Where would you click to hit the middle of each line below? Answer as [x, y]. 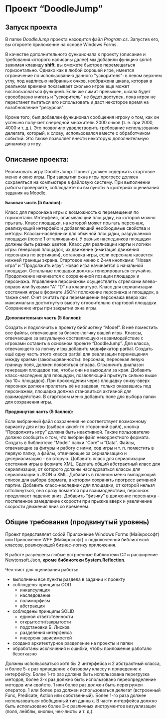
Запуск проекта [31, 27]
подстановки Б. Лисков [45, 627]
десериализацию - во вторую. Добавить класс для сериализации [75, 458]
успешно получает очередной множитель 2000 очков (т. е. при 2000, [80, 122]
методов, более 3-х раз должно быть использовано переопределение [81, 679]
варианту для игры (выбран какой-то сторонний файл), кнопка [72, 427]
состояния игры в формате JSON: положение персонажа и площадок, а [82, 292]
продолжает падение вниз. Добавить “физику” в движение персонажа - [82, 496]
